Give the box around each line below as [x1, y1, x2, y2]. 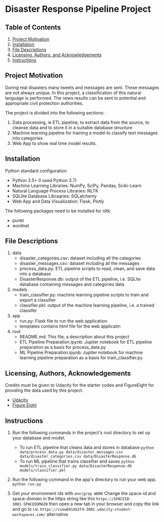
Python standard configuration [5, 168, 67, 174]
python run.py [12, 482, 41, 487]
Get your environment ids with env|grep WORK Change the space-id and [12, 490, 156, 496]
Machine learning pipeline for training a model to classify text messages [12, 130, 158, 136]
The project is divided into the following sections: [5, 110, 105, 115]
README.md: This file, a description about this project [19, 334, 130, 340]
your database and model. [12, 435, 65, 441]
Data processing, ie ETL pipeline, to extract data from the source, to [12, 119, 150, 125]
